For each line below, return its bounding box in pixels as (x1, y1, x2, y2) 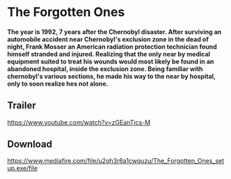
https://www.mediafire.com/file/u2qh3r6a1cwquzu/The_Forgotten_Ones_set (7, 157, 225, 165)
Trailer (7, 100, 36, 111)
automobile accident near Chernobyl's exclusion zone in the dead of (7, 35, 209, 43)
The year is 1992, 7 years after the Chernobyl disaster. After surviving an (7, 27, 222, 36)
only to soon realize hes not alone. (7, 79, 109, 88)
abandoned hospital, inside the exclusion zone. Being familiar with (7, 64, 203, 73)
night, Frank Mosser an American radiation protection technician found (7, 42, 217, 51)
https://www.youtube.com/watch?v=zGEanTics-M (7, 118, 151, 126)
